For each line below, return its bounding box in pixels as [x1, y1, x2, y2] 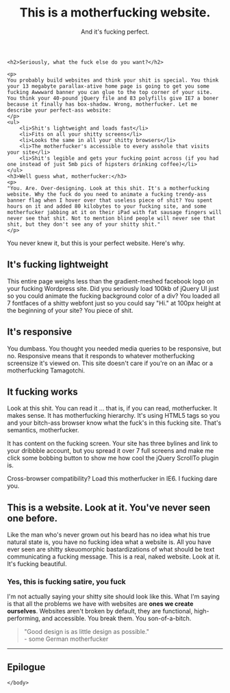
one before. [7, 513, 58, 524]
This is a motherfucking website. [19, 5, 211, 21]
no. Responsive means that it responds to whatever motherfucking [7, 351, 195, 360]
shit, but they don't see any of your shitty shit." [7, 221, 161, 228]
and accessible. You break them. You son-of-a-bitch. [42, 614, 192, 622]
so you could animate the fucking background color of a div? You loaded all [7, 292, 220, 300]
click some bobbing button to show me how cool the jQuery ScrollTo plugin [7, 454, 219, 462]
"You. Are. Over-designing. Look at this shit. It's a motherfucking [7, 185, 210, 191]
